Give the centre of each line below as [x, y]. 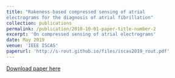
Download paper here [33, 68]
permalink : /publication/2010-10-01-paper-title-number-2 [81, 29]
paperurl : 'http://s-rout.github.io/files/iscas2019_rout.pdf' [88, 51]
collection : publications [39, 23]
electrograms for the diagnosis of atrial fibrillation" [80, 18]
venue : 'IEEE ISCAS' [33, 46]
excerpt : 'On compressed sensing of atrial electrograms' [81, 34]
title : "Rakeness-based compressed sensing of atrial [76, 12]
